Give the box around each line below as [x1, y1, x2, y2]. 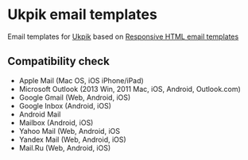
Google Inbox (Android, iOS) [18, 101, 112, 110]
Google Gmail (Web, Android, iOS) [18, 93, 131, 102]
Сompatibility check [7, 55, 110, 68]
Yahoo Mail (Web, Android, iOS [18, 126, 121, 135]
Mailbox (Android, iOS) [18, 117, 94, 128]
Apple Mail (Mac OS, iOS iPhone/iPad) [18, 75, 144, 85]
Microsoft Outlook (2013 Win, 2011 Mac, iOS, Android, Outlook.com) [18, 84, 242, 93]
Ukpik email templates [7, 6, 158, 24]
